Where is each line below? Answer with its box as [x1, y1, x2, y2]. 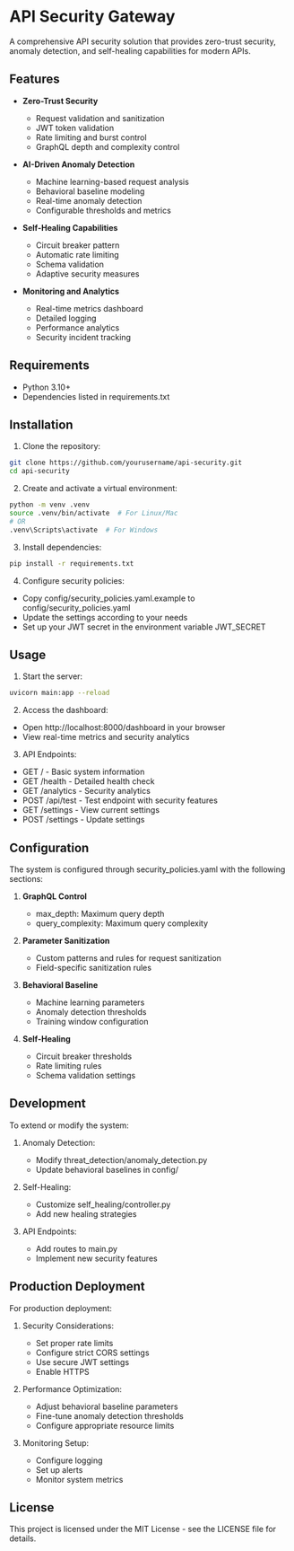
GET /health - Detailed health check [22, 776, 155, 787]
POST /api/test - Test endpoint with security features [22, 795, 218, 806]
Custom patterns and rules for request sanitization [35, 953, 222, 963]
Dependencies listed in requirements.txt [22, 391, 170, 401]
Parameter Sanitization [22, 936, 110, 946]
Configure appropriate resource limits [35, 1420, 175, 1431]
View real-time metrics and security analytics [22, 732, 190, 743]
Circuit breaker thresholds [35, 1051, 133, 1062]
